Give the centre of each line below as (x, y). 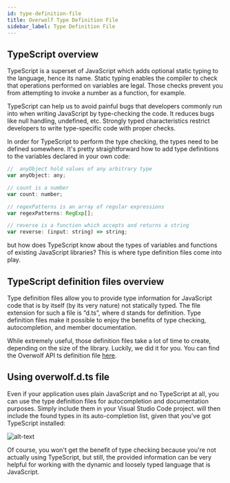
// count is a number (38, 188)
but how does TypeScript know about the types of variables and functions (112, 245)
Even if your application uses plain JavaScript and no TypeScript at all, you (113, 393)
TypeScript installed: (36, 423)
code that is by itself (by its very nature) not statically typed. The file (104, 305)
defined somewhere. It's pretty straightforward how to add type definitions (113, 149)
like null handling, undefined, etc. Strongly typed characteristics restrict (108, 121)
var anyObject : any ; (37, 176)
